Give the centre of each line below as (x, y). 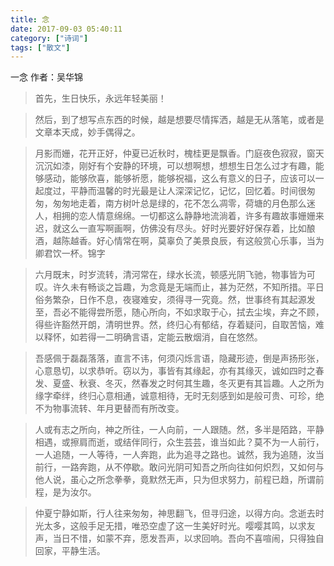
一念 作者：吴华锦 (46, 77)
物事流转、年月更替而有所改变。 (118, 408)
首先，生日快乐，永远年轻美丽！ (100, 98)
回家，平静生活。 (70, 551)
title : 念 (30, 19)
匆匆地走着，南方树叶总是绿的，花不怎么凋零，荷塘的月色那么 (179, 203)
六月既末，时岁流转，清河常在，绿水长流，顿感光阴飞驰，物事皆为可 (175, 275)
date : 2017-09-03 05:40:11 (66, 29)
